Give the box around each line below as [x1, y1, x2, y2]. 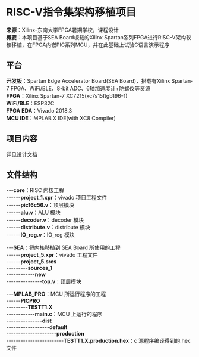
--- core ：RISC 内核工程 [6, 187, 64, 194]
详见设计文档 [6, 150, 37, 158]
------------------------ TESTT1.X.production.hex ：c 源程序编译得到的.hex [6, 337, 191, 344]
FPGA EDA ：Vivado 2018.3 [6, 107, 72, 114]
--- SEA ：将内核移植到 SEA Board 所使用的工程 [6, 244, 121, 251]
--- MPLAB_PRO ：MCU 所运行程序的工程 [6, 290, 106, 298]
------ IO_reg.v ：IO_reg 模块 [6, 231, 75, 238]
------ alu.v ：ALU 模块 [6, 209, 61, 216]
